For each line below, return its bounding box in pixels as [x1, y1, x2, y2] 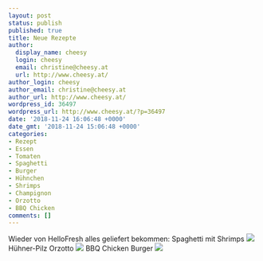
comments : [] [8, 212, 52, 220]
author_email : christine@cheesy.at [8, 85, 127, 94]
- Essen [8, 145, 34, 153]
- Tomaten [8, 152, 41, 160]
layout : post [8, 11, 52, 20]
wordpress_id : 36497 [8, 100, 77, 108]
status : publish [8, 19, 62, 27]
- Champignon [8, 189, 52, 197]
